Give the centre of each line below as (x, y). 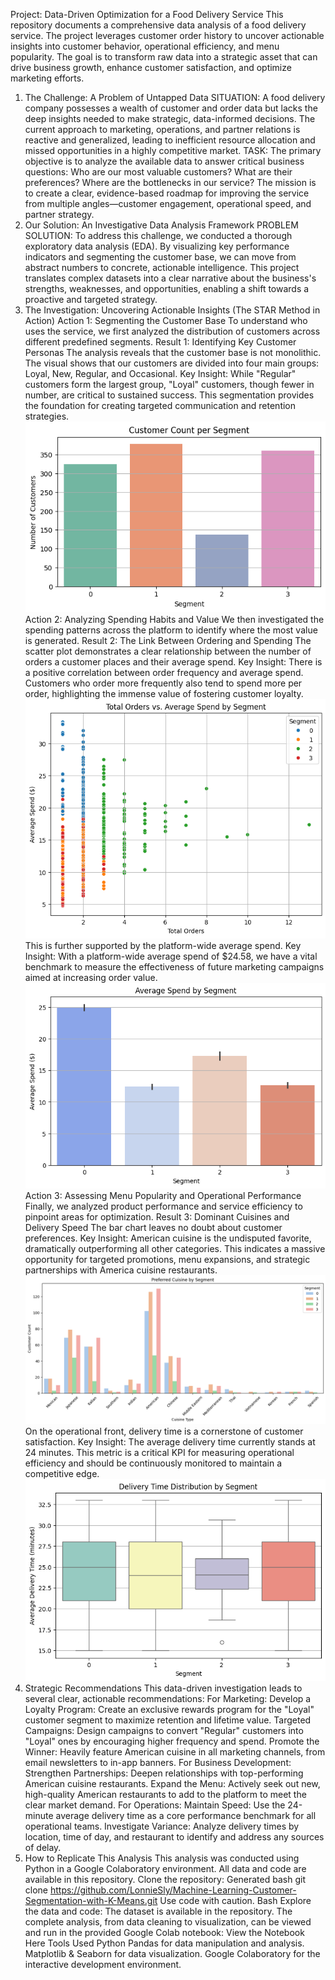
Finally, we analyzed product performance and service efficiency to (163, 1206)
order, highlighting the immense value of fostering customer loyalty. (164, 694)
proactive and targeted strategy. (91, 299)
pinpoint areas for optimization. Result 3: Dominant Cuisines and (157, 1217)
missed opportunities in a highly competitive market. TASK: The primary (173, 150)
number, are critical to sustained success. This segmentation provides (169, 395)
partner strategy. (59, 214)
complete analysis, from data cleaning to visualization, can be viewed (168, 1921)
